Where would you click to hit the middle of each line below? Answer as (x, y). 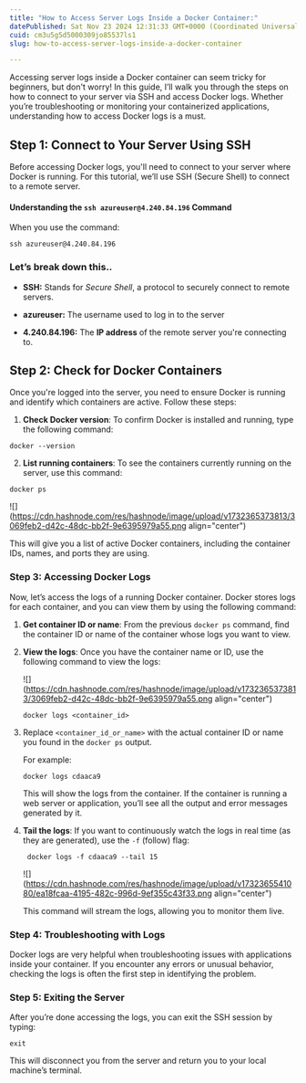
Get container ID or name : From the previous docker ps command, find (156, 624)
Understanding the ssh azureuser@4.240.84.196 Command (121, 207)
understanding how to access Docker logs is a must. (108, 116)
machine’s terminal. (46, 1070)
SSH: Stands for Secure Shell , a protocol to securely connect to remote (156, 287)
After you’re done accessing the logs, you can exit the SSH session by (141, 1017)
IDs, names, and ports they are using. (80, 553)
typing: (23, 1027)
